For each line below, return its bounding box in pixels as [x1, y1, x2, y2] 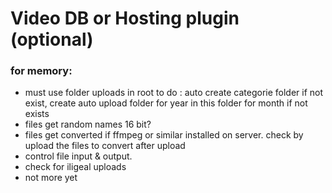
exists [24, 108, 50, 120]
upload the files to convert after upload [24, 140, 186, 152]
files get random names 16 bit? [24, 118, 152, 131]
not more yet [24, 172, 78, 184]
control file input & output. [24, 150, 133, 162]
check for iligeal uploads [24, 161, 127, 173]
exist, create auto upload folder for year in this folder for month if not [24, 97, 308, 109]
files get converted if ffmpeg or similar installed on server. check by [24, 129, 304, 141]
